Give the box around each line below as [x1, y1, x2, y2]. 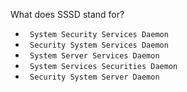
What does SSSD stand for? [10, 9, 125, 20]
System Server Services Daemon [29, 51, 160, 61]
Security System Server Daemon [29, 72, 160, 82]
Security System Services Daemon [29, 40, 169, 50]
